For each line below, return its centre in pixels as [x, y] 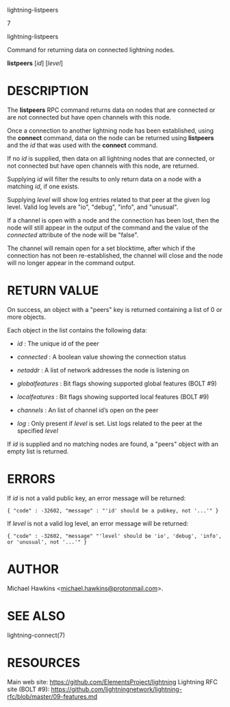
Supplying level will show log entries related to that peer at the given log [108, 199]
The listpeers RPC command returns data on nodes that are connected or [111, 110]
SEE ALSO [36, 616]
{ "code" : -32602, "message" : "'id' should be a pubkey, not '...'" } [113, 510]
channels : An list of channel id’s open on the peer [88, 410]
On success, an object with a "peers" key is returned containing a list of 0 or [115, 309]
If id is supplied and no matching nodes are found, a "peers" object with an [113, 444]
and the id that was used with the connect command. [82, 145]
